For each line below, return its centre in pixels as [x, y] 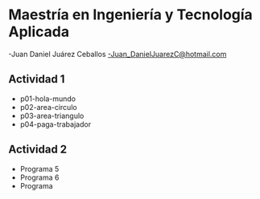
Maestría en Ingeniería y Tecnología [131, 15]
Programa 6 [39, 177]
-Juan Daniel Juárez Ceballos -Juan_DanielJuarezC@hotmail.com [118, 54]
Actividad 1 [37, 79]
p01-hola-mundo [48, 99]
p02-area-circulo [49, 107]
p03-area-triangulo [52, 116]
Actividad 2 [38, 150]
